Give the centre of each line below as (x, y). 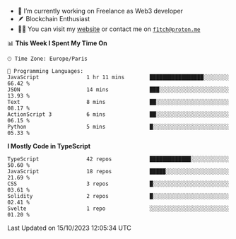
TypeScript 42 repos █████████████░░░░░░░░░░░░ (118, 159)
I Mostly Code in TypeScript (49, 146)
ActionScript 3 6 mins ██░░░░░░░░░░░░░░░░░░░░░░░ (118, 115)
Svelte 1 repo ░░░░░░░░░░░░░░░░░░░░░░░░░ (118, 209)
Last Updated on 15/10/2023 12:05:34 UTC (70, 228)
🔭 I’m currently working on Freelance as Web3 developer (100, 11)
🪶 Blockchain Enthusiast (54, 19)
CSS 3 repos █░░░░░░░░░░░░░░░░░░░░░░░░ (118, 184)
